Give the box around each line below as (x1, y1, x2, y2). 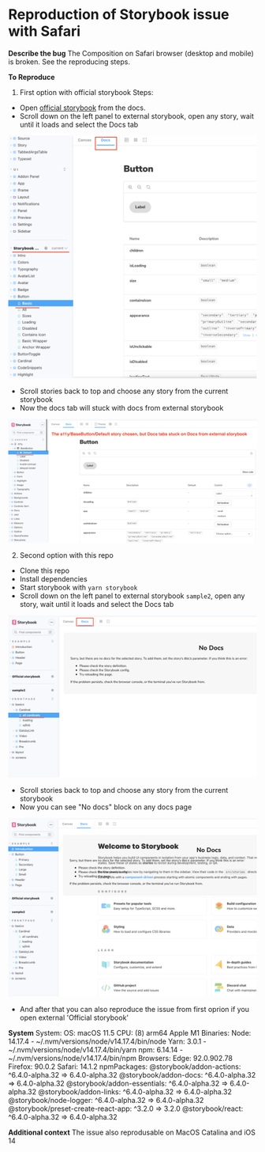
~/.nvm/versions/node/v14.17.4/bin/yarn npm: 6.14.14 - (8, 1045, 184, 1055)
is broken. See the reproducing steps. (8, 57, 130, 66)
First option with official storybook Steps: (19, 87, 154, 97)
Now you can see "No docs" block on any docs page (19, 801, 192, 812)
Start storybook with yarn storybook (19, 583, 138, 593)
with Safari (8, 22, 81, 40)
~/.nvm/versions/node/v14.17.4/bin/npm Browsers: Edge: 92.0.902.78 (8, 1054, 233, 1063)
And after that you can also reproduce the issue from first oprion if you (19, 1005, 250, 1014)
